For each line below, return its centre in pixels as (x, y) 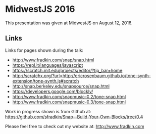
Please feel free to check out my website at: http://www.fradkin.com (75, 126)
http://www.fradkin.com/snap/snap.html (53, 60)
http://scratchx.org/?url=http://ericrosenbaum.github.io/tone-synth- (81, 76)
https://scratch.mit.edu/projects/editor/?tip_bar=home (67, 70)
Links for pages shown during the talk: (44, 50)
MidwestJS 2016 (40, 9)
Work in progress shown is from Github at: (48, 111)
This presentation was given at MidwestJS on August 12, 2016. (69, 23)
